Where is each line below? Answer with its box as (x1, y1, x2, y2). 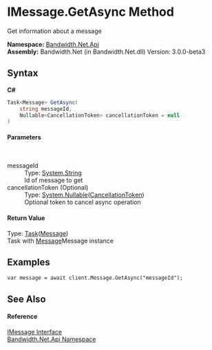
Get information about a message (7, 27, 102, 35)
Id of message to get (24, 176, 83, 184)
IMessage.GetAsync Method (7, 4, 174, 20)
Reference (7, 312, 38, 320)
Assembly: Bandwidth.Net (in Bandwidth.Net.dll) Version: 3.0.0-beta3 (7, 47, 206, 56)
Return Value (7, 214, 45, 222)
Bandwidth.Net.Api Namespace (7, 335, 96, 344)
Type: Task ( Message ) (7, 229, 69, 237)
